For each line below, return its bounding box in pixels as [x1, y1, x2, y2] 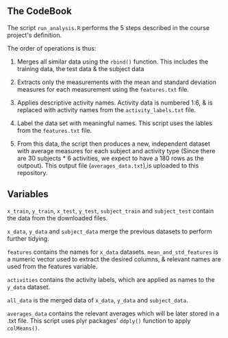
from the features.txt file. [16, 126, 92, 134]
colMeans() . [7, 324, 40, 332]
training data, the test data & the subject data [16, 64, 144, 73]
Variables [7, 188, 49, 200]
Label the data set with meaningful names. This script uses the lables [16, 119, 213, 127]
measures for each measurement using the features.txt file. [16, 85, 190, 93]
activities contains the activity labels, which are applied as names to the [7, 275, 215, 283]
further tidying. [7, 234, 49, 242]
